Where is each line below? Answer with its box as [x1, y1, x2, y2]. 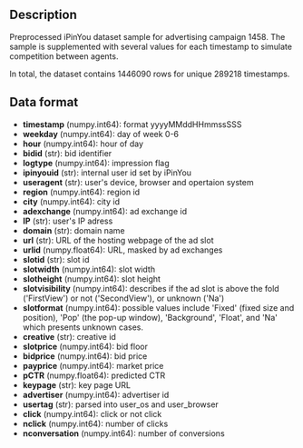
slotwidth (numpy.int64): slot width [22, 264, 156, 274]
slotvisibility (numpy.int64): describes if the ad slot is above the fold [22, 283, 279, 294]
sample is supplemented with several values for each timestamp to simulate [9, 41, 293, 52]
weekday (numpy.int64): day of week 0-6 [22, 128, 180, 139]
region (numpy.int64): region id [22, 186, 141, 197]
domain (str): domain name [22, 224, 125, 235]
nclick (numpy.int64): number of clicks [22, 418, 169, 429]
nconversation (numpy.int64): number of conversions [22, 427, 225, 439]
